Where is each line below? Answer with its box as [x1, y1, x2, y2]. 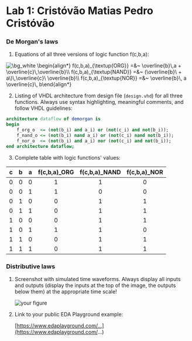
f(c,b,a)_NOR [126, 168, 163, 176]
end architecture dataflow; [6, 143, 75, 149]
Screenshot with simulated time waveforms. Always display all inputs [14, 276, 181, 283]
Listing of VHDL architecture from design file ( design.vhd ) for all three [14, 92, 183, 99]
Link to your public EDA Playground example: [14, 311, 124, 318]
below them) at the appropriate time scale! [14, 288, 117, 295]
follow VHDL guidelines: [14, 104, 73, 112]
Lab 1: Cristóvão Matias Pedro [6, 4, 154, 18]
